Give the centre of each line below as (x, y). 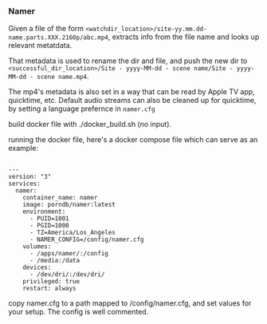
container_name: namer (60, 198)
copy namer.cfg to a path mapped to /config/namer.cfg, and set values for (130, 303)
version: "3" (30, 177)
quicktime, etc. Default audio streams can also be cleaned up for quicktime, (132, 101)
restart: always (50, 289)
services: (25, 184)
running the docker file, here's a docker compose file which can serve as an (133, 140)
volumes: (37, 247)
